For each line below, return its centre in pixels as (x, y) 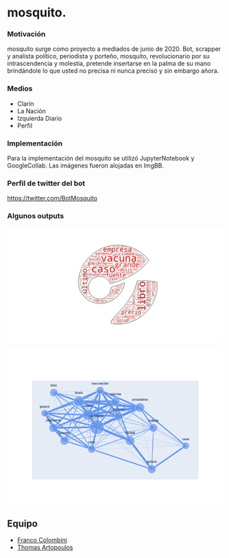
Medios (20, 89)
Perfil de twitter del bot (46, 183)
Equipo (22, 523)
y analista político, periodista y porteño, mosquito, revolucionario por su (109, 56)
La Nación (31, 111)
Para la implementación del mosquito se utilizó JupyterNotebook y (101, 159)
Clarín (25, 104)
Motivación (26, 34)
